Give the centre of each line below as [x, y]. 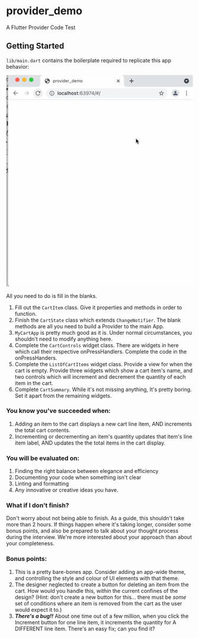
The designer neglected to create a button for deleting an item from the [102, 584]
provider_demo [44, 11]
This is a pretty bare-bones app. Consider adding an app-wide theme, [100, 572]
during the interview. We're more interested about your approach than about [99, 537]
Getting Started [35, 46]
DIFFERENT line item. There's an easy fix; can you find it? [85, 629]
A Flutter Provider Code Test [41, 27]
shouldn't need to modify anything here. [64, 339]
